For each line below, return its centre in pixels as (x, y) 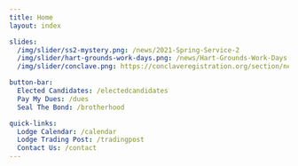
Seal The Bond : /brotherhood (71, 107)
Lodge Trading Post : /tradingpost (81, 140)
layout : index (35, 26)
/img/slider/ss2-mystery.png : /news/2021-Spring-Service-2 (129, 50)
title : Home (31, 17)
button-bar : (31, 83)
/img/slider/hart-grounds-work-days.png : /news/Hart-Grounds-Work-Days (153, 59)
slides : (24, 42)
